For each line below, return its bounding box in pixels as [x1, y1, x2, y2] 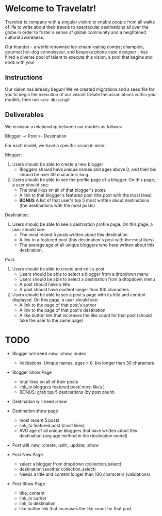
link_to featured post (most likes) [19, 422, 85, 428]
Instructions [5, 73, 43, 82]
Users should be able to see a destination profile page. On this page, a [12, 221, 153, 227]
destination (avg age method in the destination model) [19, 433, 128, 438]
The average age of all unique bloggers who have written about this [19, 242, 155, 248]
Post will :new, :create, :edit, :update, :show [12, 442, 99, 448]
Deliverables [5, 111, 44, 119]
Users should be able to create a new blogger [12, 161, 104, 167]
